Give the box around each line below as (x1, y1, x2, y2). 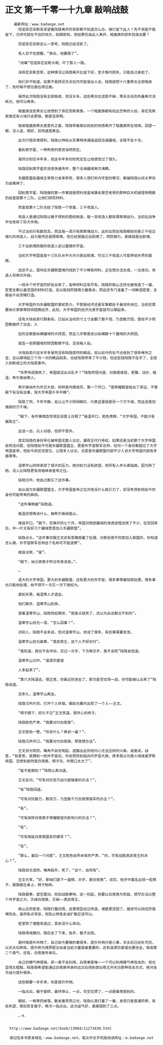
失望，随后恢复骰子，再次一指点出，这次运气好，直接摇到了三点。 (8, 1004, 121, 1008)
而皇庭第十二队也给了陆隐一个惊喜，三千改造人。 (18, 205, 102, 210)
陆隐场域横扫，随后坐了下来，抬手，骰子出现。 (18, 930, 98, 935)
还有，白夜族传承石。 (23, 950, 60, 955)
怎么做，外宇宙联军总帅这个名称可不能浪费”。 (5, 540, 84, 545)
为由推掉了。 (5, 181, 27, 186)
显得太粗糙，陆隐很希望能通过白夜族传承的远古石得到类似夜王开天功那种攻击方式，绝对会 (5, 965, 157, 970)
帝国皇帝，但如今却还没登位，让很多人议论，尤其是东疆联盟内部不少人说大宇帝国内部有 (5, 448, 154, 453)
